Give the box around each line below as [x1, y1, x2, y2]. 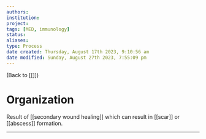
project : [6, 20, 29, 26]
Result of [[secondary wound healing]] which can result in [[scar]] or [6, 113, 180, 120]
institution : [6, 15, 40, 21]
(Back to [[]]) [6, 71, 39, 78]
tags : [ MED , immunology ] [6, 26, 70, 32]
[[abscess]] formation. [6, 119, 63, 127]
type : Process [6, 43, 43, 50]
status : [6, 32, 26, 38]
